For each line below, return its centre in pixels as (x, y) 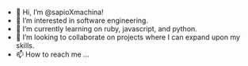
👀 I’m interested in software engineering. (82, 20)
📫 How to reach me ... (52, 54)
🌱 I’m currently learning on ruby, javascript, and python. (107, 29)
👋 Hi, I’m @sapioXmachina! (60, 12)
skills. (25, 46)
